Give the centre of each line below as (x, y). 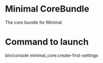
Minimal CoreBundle (47, 9)
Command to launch (47, 42)
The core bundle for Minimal (33, 22)
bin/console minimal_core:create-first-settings (52, 55)
